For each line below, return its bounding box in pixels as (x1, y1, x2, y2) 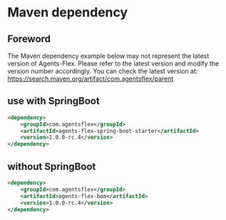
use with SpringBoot (7, 95, 100, 107)
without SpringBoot (7, 160, 96, 172)
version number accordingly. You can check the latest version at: (7, 67, 198, 75)
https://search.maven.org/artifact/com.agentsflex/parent (7, 74, 174, 83)
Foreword (7, 33, 51, 45)
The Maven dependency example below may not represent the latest (7, 51, 210, 60)
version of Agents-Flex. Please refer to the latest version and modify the (7, 59, 220, 68)
